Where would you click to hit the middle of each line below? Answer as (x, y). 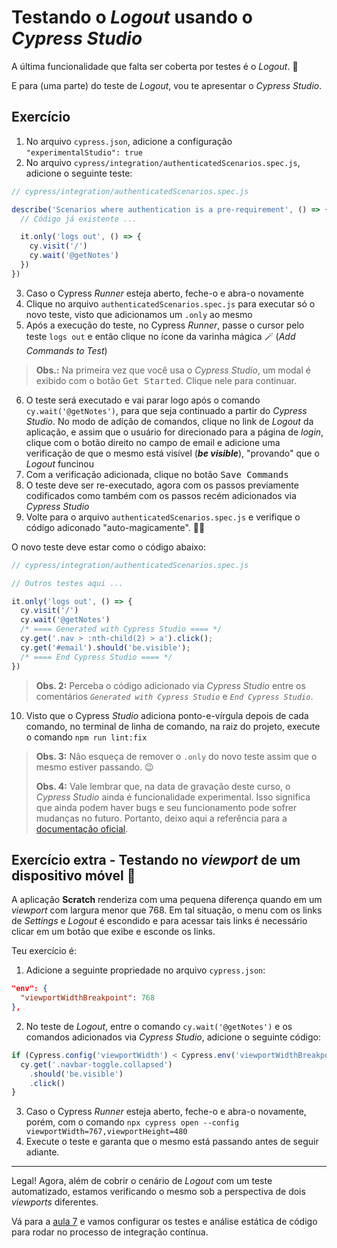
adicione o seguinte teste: (79, 173)
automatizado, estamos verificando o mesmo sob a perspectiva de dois (158, 1192)
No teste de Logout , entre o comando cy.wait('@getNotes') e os (159, 1026)
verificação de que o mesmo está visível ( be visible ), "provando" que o (172, 453)
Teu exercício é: (44, 951)
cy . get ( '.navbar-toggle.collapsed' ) (96, 1064)
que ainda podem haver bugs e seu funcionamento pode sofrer (166, 807)
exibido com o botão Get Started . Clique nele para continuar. (166, 380)
